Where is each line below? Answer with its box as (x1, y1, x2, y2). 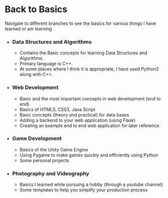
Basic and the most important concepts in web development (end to (19, 95, 161, 102)
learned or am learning (5, 25, 52, 31)
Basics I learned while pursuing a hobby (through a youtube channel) (19, 181, 163, 188)
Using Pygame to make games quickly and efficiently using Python (19, 152, 158, 158)
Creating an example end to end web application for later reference (19, 123, 159, 129)
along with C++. (19, 71, 53, 77)
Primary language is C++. (19, 61, 73, 67)
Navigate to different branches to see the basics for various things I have (5, 20, 156, 26)
